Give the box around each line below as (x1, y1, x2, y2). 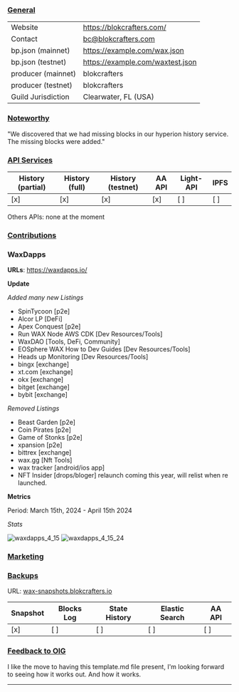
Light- (180, 173, 203, 183)
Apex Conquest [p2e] (17, 322, 81, 331)
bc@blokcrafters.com (83, 34, 155, 44)
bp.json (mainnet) (11, 46, 70, 56)
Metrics (7, 492, 31, 501)
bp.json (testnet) (11, 57, 67, 67)
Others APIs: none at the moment (7, 212, 105, 221)
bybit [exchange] (17, 391, 68, 399)
